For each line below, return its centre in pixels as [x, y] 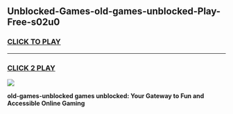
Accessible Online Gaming [46, 103]
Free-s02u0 [34, 22]
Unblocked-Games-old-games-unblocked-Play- [114, 11]
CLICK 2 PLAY [31, 68]
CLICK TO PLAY [34, 42]
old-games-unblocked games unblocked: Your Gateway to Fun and [106, 95]
